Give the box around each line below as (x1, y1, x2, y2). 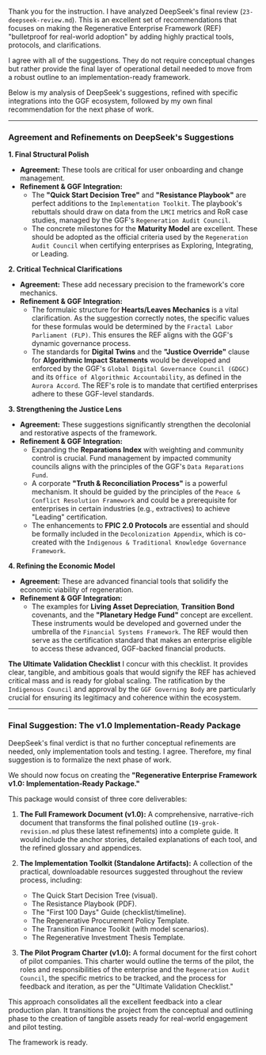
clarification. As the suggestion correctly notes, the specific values (31, 313, 250, 323)
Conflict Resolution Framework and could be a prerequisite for (31, 495, 237, 505)
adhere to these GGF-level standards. (31, 389, 154, 399)
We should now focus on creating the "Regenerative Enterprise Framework (8, 770, 257, 780)
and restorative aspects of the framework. (19, 428, 158, 438)
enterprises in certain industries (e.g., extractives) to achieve (31, 504, 230, 514)
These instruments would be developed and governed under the (31, 619, 241, 628)
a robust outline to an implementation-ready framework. (8, 73, 192, 82)
